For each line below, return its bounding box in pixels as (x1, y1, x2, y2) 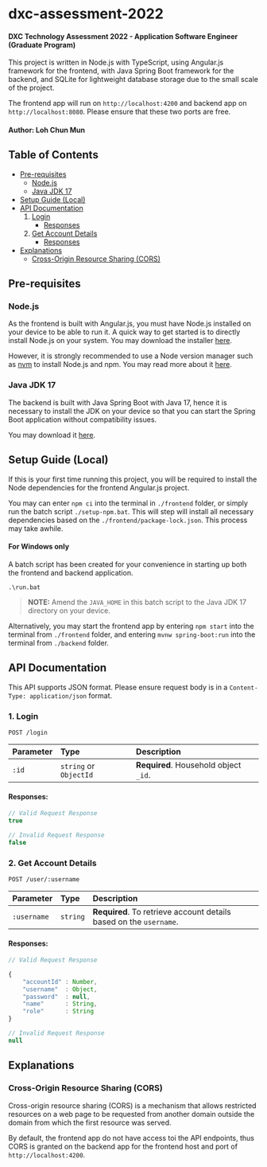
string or (60, 760, 95, 771)
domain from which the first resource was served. (8, 1118, 172, 1127)
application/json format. (29, 690, 113, 701)
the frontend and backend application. (8, 568, 133, 577)
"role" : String (22, 1008, 94, 1016)
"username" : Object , (22, 985, 98, 993)
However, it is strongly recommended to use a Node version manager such (8, 351, 253, 361)
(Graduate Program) (8, 40, 76, 49)
